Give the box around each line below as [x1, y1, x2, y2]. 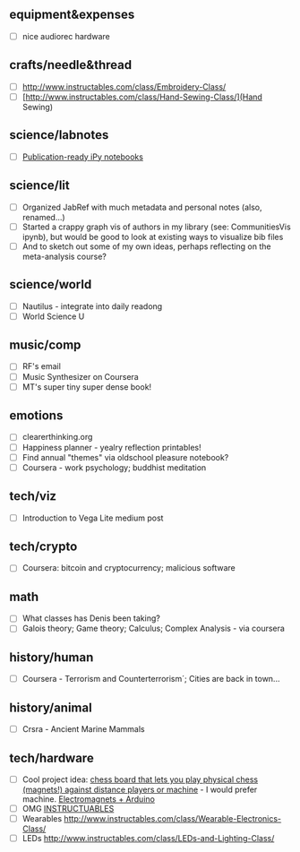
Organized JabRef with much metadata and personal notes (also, [21, 202, 262, 212]
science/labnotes [9, 127, 109, 142]
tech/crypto [9, 538, 78, 554]
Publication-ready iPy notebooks [21, 151, 143, 162]
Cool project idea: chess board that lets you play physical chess [21, 774, 258, 785]
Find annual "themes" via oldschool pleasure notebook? [21, 452, 229, 462]
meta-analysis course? [21, 251, 107, 262]
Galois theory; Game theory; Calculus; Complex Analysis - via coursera [21, 623, 285, 634]
